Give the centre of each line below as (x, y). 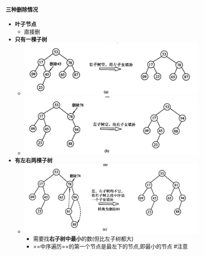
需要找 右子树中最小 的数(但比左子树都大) (83, 238)
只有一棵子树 (31, 39)
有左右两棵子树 (33, 160)
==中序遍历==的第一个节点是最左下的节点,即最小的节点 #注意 (110, 246)
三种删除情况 (22, 9)
